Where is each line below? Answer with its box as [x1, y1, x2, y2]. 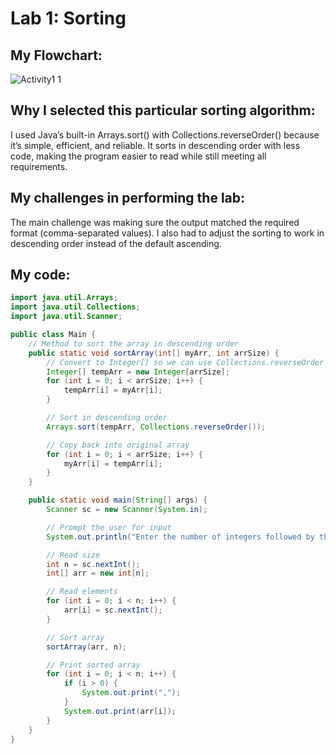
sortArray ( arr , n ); [46, 642, 128, 652]
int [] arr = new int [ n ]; [46, 568, 150, 579]
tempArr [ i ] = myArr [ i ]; [63, 385, 163, 396]
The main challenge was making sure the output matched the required [10, 216, 300, 228]
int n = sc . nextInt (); [46, 559, 141, 569]
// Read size [46, 550, 101, 560]
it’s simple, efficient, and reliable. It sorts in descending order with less [10, 139, 301, 151]
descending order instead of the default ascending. [10, 237, 222, 249]
